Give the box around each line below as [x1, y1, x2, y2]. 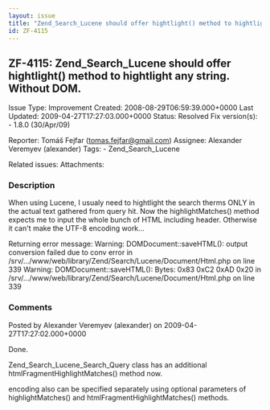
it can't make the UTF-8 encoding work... [8, 223, 145, 233]
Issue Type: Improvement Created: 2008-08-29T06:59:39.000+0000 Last [8, 103, 254, 113]
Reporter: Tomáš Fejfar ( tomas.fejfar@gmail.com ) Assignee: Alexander [8, 136, 243, 146]
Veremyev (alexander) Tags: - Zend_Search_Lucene [8, 144, 181, 154]
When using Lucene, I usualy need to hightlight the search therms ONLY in [8, 198, 256, 207]
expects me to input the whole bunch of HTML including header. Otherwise [8, 215, 257, 225]
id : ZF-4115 [8, 27, 48, 35]
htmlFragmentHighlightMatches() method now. [8, 368, 163, 378]
